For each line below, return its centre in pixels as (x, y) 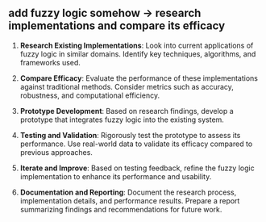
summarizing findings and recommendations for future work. (121, 209)
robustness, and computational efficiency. (89, 95)
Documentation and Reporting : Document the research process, (128, 192)
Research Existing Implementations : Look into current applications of (137, 45)
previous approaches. (56, 152)
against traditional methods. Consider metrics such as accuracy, (127, 86)
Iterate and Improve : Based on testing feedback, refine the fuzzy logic (137, 168)
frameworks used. (50, 62)
